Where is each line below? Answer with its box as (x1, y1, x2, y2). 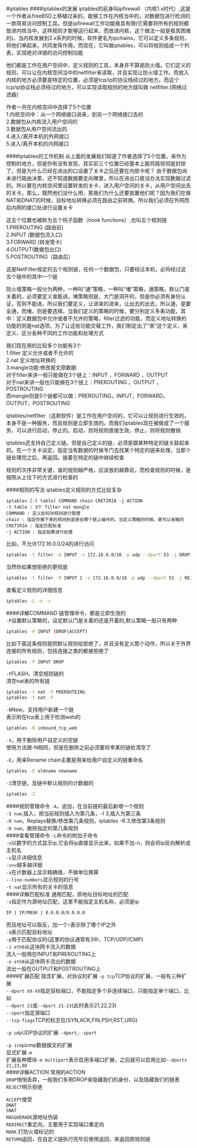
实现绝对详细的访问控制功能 (16, 49, 83, 56)
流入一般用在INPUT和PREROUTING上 (6, 950, 96, 957)
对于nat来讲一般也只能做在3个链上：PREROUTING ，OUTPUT (6, 379, 155, 386)
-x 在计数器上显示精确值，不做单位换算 (6, 868, 99, 876)
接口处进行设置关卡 (26, 204, 73, 211)
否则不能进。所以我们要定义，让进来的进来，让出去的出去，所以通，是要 (16, 300, 191, 307)
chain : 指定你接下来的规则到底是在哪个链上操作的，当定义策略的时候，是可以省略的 (6, 517, 185, 523)
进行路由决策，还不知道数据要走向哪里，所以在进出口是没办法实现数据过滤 (11, 175, 191, 181)
